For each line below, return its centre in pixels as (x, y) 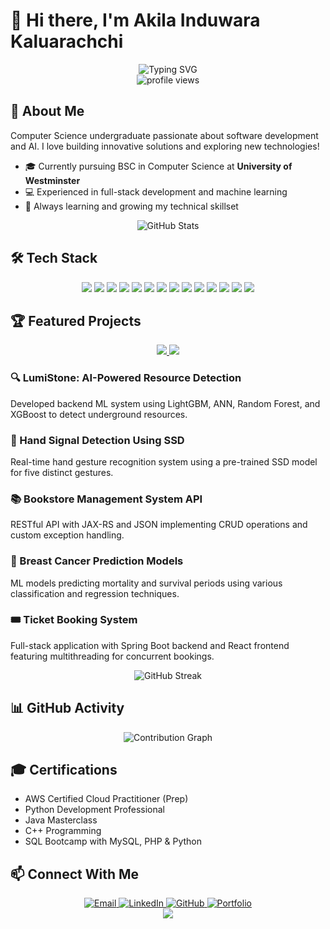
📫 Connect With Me (75, 874)
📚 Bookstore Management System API (106, 499)
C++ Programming (63, 831)
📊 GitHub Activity (67, 708)
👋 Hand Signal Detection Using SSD (97, 440)
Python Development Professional (94, 810)
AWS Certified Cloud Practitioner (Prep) (106, 799)
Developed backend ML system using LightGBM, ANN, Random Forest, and (165, 403)
